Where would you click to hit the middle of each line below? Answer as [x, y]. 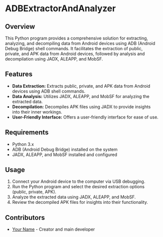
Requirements [27, 132]
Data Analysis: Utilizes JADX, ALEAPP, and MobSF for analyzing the [81, 96]
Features [19, 74]
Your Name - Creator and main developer [54, 229]
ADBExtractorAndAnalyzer [60, 9]
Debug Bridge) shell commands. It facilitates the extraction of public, [74, 49]
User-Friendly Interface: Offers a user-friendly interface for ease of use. [85, 117]
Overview [20, 27]
